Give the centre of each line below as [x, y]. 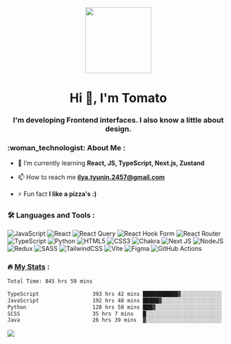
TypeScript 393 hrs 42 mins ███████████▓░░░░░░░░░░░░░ [114, 294]
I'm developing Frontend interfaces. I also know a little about [118, 121]
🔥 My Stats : [29, 266]
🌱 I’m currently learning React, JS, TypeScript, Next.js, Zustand [111, 163]
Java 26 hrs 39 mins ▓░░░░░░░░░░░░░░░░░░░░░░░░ [114, 320]
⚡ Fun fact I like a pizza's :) [57, 194]
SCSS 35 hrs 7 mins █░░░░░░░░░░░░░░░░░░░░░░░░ [114, 314]
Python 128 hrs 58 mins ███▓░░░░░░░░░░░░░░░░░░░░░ [114, 307]
